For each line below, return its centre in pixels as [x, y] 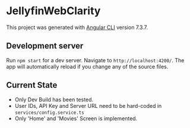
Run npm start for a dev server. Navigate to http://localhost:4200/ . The [95, 60]
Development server [45, 46]
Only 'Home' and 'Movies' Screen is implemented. [76, 118]
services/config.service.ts [49, 113]
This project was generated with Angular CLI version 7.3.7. [77, 27]
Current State [32, 85]
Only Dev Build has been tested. [54, 100]
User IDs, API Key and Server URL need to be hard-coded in [88, 105]
